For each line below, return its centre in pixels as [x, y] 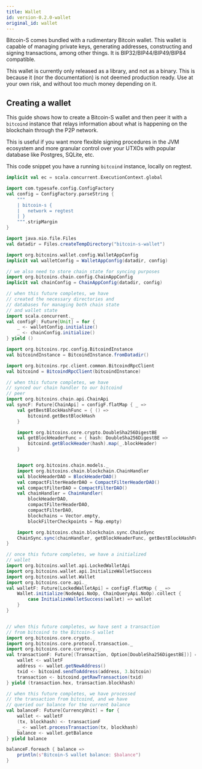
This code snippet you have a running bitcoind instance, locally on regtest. [99, 166]
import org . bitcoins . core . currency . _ [54, 649]
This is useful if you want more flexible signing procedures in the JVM [93, 142]
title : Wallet [24, 12]
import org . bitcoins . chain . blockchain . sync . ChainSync [86, 532]
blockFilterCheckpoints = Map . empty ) [75, 521]
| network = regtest [45, 211]
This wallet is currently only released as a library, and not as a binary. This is [101, 71]
